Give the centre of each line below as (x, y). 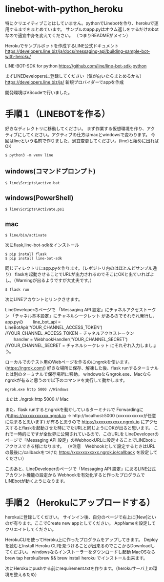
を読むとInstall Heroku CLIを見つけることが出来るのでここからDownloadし (80, 546)
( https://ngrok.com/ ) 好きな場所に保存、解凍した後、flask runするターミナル (82, 368)
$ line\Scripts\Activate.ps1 (35, 209)
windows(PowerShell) (40, 198)
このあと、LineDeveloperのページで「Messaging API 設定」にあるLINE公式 (81, 469)
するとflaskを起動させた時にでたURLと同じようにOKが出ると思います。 (81, 428)
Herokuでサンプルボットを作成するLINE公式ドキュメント (62, 45)
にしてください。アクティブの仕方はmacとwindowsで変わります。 (84, 134)
